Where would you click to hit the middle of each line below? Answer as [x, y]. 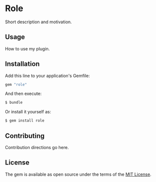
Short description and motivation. [38, 22]
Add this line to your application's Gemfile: [47, 76]
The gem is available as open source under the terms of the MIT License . [78, 174]
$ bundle [14, 103]
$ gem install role [25, 121]
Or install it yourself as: [28, 112]
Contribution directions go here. [37, 147]
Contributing [25, 136]
